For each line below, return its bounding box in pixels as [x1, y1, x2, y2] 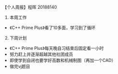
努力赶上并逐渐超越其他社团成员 [9, 51, 73, 57]
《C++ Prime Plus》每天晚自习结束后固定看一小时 [9, 45, 104, 51]
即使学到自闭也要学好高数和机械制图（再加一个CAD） [9, 58, 116, 63]
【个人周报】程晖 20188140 [2, 4, 57, 10]
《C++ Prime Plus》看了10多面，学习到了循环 [9, 25, 95, 30]
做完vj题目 [9, 63, 30, 69]
